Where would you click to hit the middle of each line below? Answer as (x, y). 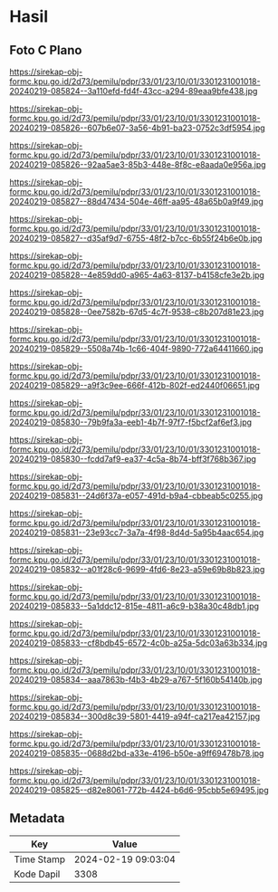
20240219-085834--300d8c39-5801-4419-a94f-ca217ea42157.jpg (135, 716)
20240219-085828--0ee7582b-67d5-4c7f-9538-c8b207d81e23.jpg (137, 312)
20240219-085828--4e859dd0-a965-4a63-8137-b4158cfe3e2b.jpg (137, 275)
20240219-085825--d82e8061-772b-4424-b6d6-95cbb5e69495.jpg (139, 790)
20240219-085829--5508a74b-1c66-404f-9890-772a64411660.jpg (137, 349)
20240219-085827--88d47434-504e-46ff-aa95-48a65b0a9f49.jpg (137, 201)
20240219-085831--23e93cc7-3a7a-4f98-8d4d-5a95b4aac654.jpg (137, 532)
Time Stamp (40, 859)
